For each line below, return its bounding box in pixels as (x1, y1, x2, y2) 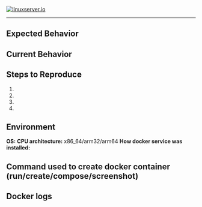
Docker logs (6, 191, 52, 202)
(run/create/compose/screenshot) (6, 171, 139, 181)
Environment (6, 122, 56, 132)
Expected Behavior (6, 29, 79, 39)
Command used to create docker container (6, 161, 170, 172)
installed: (6, 144, 31, 151)
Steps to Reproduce (6, 70, 82, 80)
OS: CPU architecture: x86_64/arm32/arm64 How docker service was (6, 138, 183, 145)
